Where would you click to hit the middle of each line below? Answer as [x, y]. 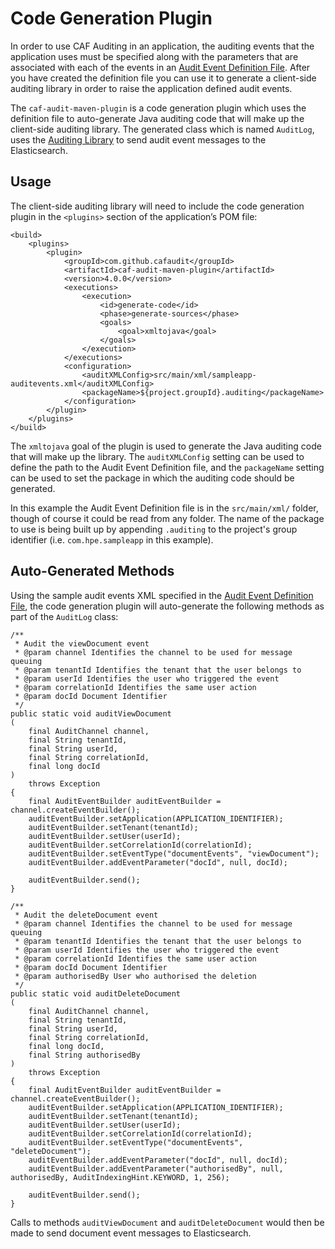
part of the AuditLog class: [64, 616]
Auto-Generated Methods [92, 571]
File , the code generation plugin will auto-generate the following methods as [167, 606]
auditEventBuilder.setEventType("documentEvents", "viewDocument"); [174, 853]
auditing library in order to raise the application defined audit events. [151, 88]
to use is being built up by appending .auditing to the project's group [154, 529]
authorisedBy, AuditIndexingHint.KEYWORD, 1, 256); [120, 1177]
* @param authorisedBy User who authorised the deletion [135, 976]
